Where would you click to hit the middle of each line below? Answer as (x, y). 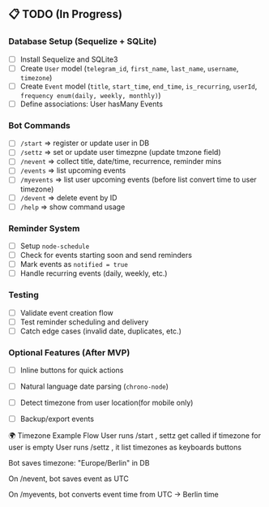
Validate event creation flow (66, 312)
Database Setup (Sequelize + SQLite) (83, 41)
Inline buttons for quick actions (72, 370)
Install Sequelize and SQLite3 (69, 59)
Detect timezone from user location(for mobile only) (107, 403)
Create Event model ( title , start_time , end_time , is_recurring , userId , (139, 86)
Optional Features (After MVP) (69, 352)
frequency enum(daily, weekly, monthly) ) (90, 95)
